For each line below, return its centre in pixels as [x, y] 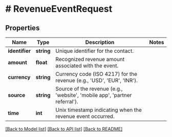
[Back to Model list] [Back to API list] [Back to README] [64, 129]
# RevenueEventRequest [59, 9]
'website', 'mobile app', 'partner [94, 95]
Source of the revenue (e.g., [89, 89]
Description [100, 42]
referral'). [67, 102]
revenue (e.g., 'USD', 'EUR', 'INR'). [97, 80]
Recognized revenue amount [90, 59]
